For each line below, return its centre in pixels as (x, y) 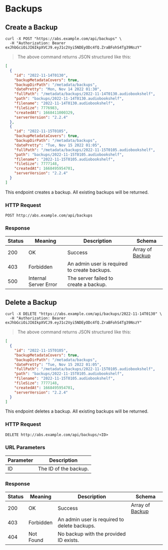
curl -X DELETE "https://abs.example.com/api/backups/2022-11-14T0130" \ (84, 314)
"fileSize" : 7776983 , (36, 108)
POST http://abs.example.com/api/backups (49, 216)
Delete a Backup (31, 302)
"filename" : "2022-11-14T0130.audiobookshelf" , (64, 103)
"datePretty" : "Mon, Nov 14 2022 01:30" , (58, 89)
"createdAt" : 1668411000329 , (44, 113)
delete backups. (76, 526)
